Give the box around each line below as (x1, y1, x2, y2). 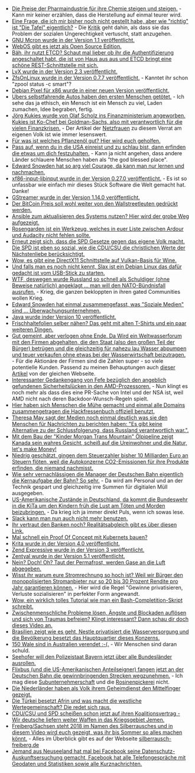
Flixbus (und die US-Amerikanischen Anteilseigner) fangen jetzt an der (11, 666, 184, 673)
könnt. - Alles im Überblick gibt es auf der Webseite (11, 735, 138, 742)
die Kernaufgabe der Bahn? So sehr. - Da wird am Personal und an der (11, 477, 183, 484)
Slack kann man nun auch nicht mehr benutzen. (11, 515, 128, 522)
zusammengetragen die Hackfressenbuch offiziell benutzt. (11, 408, 155, 415)
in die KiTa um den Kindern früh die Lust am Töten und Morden (11, 502, 165, 509)
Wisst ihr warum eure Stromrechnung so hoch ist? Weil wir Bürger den (11, 572, 183, 578)
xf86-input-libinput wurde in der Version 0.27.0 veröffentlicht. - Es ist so (11, 175, 187, 182)
